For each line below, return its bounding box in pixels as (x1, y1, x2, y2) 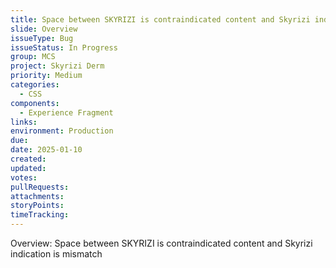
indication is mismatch (10, 248, 103, 260)
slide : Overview (10, 24, 78, 34)
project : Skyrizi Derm (10, 61, 105, 71)
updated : (10, 163, 47, 173)
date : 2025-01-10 (10, 145, 83, 155)
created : (10, 154, 47, 164)
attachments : (10, 191, 65, 201)
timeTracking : (10, 210, 70, 220)
